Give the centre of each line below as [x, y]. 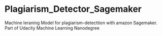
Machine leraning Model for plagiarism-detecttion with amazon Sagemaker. [81, 23]
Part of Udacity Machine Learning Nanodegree [52, 28]
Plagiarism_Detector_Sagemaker [73, 9]
